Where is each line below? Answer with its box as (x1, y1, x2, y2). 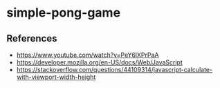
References (6, 33, 57, 44)
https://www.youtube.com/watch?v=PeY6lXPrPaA (16, 51, 159, 59)
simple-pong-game (6, 5, 121, 21)
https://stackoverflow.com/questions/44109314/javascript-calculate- (16, 66, 212, 73)
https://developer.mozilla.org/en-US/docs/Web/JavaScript (16, 58, 183, 67)
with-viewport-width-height (16, 73, 96, 81)
